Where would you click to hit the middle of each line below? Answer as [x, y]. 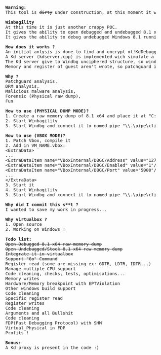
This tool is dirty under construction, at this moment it [78, 12]
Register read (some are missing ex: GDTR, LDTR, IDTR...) [78, 264]
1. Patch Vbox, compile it [38, 141]
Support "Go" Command [31, 259]
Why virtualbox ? [26, 219]
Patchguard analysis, [31, 81]
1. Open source [23, 224]
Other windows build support [40, 288]
